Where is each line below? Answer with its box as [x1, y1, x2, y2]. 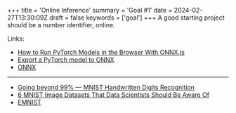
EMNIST [17, 98, 42, 106]
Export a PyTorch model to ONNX [17, 55, 114, 64]
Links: [7, 34, 25, 43]
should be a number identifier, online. [7, 21, 115, 29]
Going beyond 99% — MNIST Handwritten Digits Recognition [17, 84, 195, 91]
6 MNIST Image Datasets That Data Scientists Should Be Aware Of [17, 91, 209, 99]
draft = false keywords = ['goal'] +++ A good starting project [48, 13, 225, 22]
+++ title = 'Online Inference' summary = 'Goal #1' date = [7, 6, 173, 14]
